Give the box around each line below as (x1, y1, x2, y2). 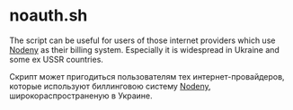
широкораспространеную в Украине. (9, 90, 153, 101)
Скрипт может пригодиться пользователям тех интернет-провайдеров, (9, 71, 285, 81)
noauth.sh (9, 5, 88, 26)
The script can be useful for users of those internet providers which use (9, 35, 276, 46)
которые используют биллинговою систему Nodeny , (9, 80, 211, 91)
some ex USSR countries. (9, 54, 103, 64)
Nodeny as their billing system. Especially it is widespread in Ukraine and (9, 44, 280, 55)
